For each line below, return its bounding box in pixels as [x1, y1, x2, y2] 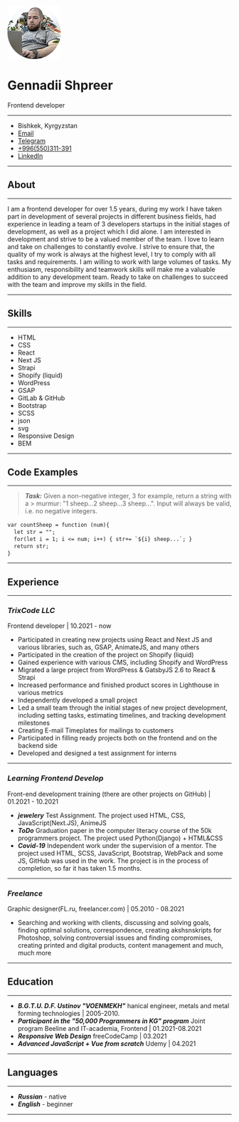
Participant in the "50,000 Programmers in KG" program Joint [17, 1017, 206, 1025]
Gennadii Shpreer [7, 78, 114, 94]
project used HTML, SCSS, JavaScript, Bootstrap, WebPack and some [17, 849, 223, 857]
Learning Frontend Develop [7, 773, 104, 783]
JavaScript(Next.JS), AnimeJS [17, 818, 107, 827]
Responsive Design [17, 431, 75, 440]
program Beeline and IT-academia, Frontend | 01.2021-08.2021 [17, 1024, 202, 1032]
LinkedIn [17, 152, 43, 160]
